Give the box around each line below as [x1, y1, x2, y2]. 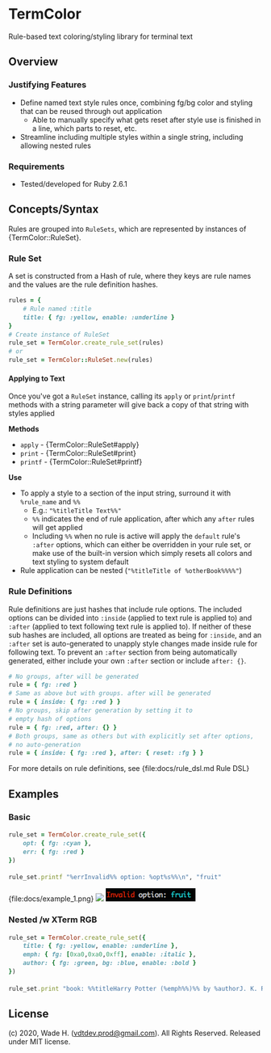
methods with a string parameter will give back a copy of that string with [8, 400, 249, 410]
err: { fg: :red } [23, 848, 85, 856]
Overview [8, 55, 59, 69]
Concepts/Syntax [8, 203, 99, 217]
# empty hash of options [8, 714, 92, 723]
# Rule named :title [23, 305, 92, 313]
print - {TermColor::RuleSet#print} [19, 449, 137, 458]
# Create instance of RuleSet [8, 331, 110, 339]
